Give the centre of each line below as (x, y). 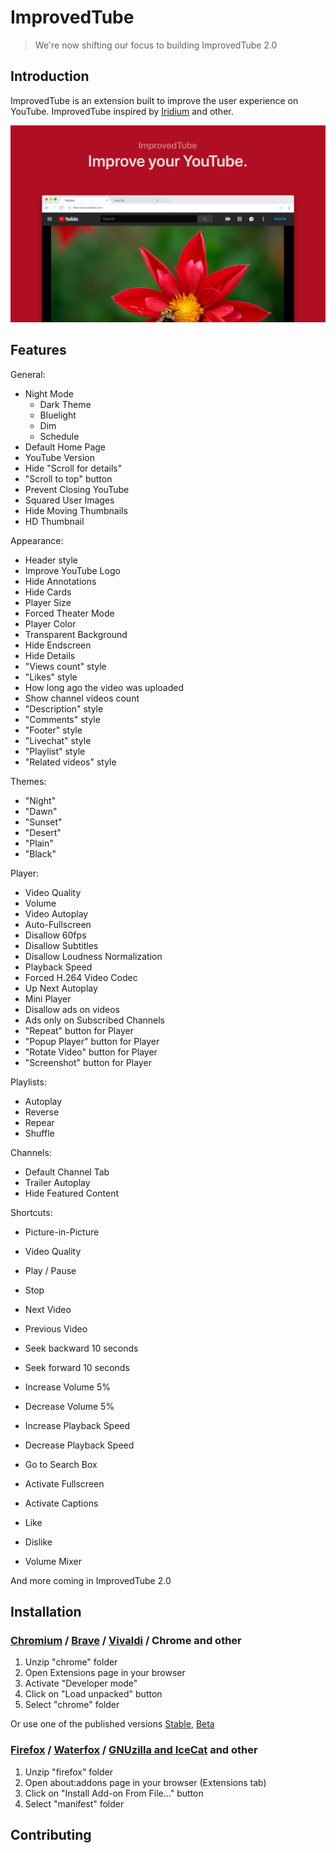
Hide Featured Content (72, 1193)
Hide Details (50, 655)
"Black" (40, 853)
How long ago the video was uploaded (104, 687)
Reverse (42, 1112)
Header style (51, 560)
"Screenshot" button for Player (88, 1062)
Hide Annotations (60, 581)
